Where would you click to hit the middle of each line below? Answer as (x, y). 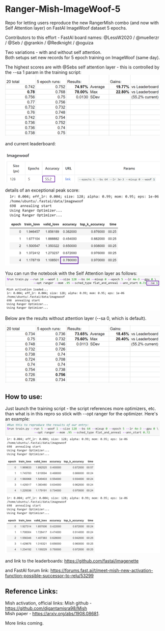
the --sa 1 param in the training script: (43, 72)
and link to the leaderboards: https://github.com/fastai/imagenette (72, 561)
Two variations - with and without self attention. (53, 52)
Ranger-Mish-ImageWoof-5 (63, 9)
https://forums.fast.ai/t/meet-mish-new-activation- (102, 570)
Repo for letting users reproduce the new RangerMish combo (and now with (82, 23)
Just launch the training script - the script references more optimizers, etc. (81, 409)
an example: (17, 419)
